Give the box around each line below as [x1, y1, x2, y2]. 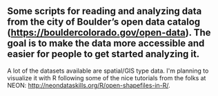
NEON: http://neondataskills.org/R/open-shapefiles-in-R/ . [7, 81, 170, 89]
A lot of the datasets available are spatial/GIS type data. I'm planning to [7, 67, 209, 75]
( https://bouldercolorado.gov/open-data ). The [7, 27, 212, 38]
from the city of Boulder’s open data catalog [7, 16, 201, 28]
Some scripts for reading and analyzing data [7, 5, 202, 17]
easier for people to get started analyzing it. [7, 48, 200, 60]
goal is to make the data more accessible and [7, 38, 205, 49]
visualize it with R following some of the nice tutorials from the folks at [7, 73, 206, 82]
